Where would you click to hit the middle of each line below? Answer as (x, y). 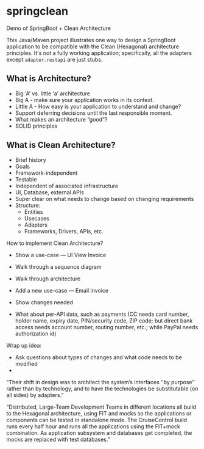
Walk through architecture (48, 279)
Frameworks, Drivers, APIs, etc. (64, 231)
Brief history (31, 159)
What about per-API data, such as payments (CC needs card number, (102, 314)
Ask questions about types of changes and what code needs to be (99, 357)
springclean (37, 11)
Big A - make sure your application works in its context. (84, 100)
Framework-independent (46, 173)
